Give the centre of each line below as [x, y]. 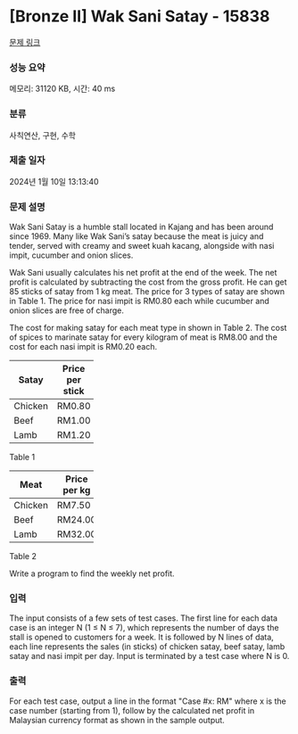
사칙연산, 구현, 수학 [42, 135]
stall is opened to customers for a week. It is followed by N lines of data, [141, 637]
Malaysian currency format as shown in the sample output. [117, 720]
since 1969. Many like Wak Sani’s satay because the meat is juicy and [137, 236]
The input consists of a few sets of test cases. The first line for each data [144, 618]
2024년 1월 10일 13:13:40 [54, 181]
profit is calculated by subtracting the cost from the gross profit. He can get [148, 282]
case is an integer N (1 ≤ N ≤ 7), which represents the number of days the [144, 628]
